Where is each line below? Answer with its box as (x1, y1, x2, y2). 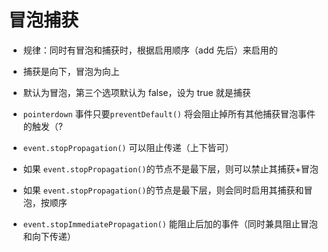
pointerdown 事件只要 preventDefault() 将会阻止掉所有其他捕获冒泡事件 (22, 107, 316, 120)
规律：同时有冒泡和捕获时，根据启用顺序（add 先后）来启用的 (22, 44, 278, 56)
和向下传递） (22, 230, 76, 242)
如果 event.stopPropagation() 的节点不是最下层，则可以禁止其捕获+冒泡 (22, 162, 319, 175)
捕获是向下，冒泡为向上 (22, 65, 120, 77)
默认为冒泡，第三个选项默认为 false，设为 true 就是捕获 (22, 86, 251, 98)
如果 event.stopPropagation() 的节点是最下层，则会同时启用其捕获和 (22, 184, 305, 196)
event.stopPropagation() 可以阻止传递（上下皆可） (22, 141, 235, 153)
